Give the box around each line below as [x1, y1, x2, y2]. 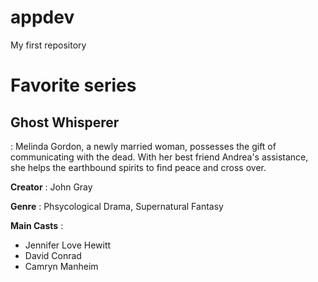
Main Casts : [10, 219, 64, 231]
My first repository [10, 39, 87, 51]
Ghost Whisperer [10, 114, 120, 131]
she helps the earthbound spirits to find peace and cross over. [10, 161, 267, 173]
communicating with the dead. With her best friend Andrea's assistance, [10, 151, 309, 163]
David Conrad [24, 249, 82, 261]
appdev [10, 6, 75, 29]
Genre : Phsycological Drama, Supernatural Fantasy [10, 200, 224, 212]
